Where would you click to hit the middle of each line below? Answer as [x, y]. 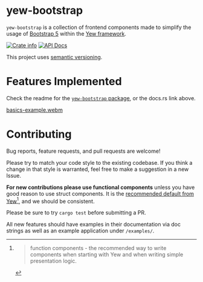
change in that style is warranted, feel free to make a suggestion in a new [98, 169]
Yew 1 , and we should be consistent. [50, 200]
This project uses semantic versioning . [54, 57]
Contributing [39, 134]
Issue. [14, 175]
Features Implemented [64, 82]
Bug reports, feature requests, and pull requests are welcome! [83, 151]
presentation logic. [53, 261]
